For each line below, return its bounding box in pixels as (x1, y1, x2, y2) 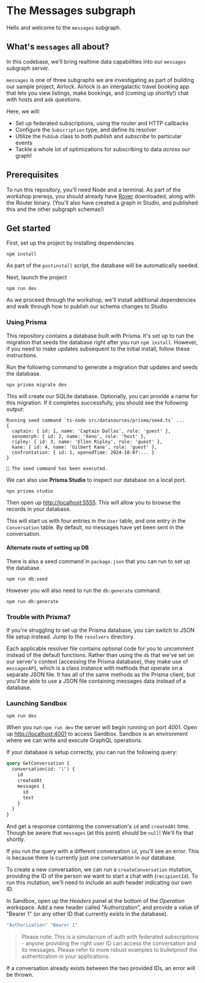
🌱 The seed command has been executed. (6, 466, 108, 472)
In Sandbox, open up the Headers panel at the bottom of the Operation (6, 897, 185, 905)
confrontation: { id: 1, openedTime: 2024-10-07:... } (12, 449, 155, 456)
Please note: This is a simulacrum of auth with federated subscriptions (21, 933, 199, 941)
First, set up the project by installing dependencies (6, 239, 135, 247)
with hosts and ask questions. (6, 95, 81, 103)
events (15, 139, 32, 146)
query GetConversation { (6, 760, 70, 766)
